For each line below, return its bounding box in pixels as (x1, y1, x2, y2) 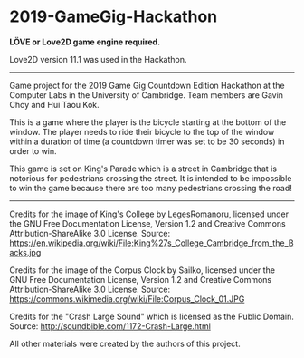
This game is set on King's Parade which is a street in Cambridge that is (9, 163, 278, 174)
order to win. (9, 145, 57, 156)
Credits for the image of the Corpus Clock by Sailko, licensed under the (9, 265, 276, 276)
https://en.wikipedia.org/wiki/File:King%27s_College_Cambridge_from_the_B (9, 237, 294, 248)
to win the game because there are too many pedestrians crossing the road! (9, 182, 292, 193)
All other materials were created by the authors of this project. (9, 338, 242, 349)
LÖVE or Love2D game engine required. (9, 36, 161, 47)
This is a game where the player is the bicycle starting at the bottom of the (9, 116, 287, 128)
